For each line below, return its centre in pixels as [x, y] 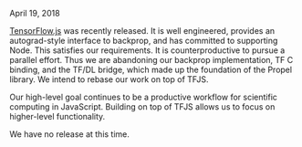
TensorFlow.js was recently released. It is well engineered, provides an [142, 31]
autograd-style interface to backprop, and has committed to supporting [144, 41]
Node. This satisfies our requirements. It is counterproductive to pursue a [147, 50]
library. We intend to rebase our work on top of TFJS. [109, 79]
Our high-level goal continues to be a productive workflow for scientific [144, 97]
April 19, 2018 [35, 13]
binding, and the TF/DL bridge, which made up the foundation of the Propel [151, 69]
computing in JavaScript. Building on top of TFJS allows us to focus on [142, 107]
